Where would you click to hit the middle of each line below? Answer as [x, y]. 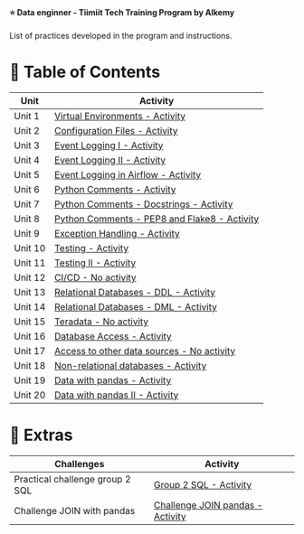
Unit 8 [27, 219]
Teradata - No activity [101, 322]
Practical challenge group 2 [72, 480]
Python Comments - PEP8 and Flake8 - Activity [157, 219]
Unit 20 [30, 395]
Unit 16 [30, 336]
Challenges [79, 464]
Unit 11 [30, 263]
